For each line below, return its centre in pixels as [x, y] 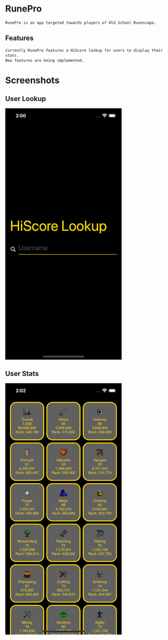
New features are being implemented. [45, 60]
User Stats [22, 374]
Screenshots [32, 80]
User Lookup [26, 99]
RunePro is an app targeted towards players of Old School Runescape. [81, 23]
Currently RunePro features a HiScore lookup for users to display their [84, 50]
